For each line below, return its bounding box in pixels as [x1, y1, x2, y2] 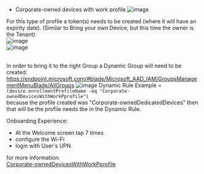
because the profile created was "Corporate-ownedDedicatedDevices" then [6, 99, 198, 106]
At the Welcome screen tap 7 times [15, 129, 104, 136]
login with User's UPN [15, 142, 72, 149]
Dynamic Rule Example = [99, 81, 162, 89]
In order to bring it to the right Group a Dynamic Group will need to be [6, 62, 182, 69]
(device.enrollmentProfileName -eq [6, 88, 97, 94]
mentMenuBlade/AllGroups [6, 81, 75, 89]
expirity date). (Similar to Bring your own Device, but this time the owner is [6, 25, 194, 31]
